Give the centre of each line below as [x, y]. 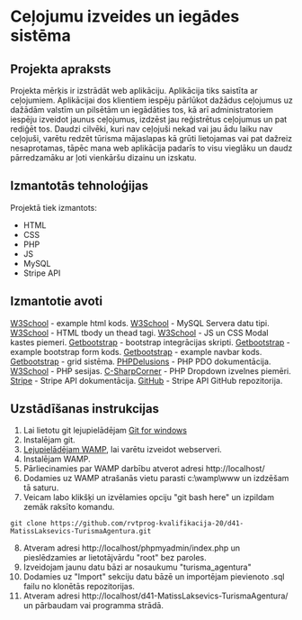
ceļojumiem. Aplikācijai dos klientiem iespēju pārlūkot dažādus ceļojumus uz [151, 100]
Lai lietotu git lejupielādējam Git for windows [105, 431]
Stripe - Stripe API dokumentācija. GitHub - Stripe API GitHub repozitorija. [147, 380]
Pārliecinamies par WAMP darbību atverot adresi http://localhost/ [144, 469]
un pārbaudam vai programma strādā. [93, 606]
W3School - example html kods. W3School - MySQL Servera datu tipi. [140, 323]
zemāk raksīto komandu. [69, 507]
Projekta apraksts [61, 69]
